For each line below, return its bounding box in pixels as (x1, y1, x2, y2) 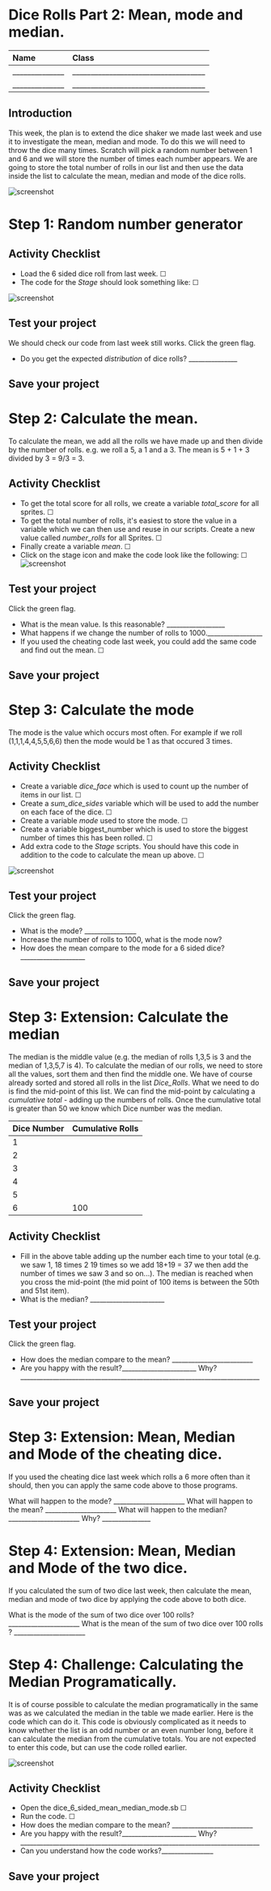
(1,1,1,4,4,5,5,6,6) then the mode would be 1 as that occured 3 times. (8, 736, 233, 746)
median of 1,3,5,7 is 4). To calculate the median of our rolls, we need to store (8, 1060, 263, 1070)
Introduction (8, 107, 73, 121)
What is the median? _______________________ (19, 1294, 165, 1304)
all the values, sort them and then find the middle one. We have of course (8, 1069, 253, 1078)
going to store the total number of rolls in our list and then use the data (8, 162, 244, 172)
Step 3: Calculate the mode (8, 701, 195, 720)
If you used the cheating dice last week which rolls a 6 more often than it (8, 1472, 251, 1481)
